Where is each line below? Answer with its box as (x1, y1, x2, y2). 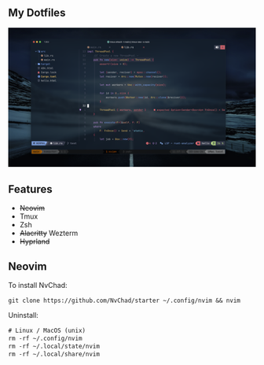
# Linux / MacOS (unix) (8, 326, 86, 334)
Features (8, 182, 53, 196)
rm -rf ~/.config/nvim (8, 334, 82, 342)
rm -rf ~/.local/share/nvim (8, 350, 101, 358)
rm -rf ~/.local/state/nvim (8, 342, 101, 350)
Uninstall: (8, 310, 39, 319)
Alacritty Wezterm (19, 228, 79, 238)
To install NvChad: (8, 280, 68, 289)
